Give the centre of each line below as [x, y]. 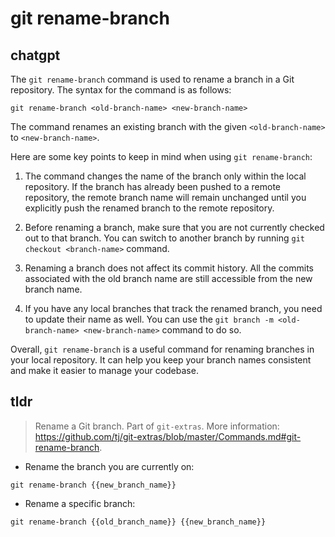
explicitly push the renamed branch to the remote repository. [149, 208]
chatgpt [35, 55]
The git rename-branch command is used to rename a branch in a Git [152, 79]
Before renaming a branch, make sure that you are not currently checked [174, 227]
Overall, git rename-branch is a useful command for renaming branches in [162, 349]
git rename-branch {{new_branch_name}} [93, 485]
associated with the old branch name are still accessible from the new [168, 278]
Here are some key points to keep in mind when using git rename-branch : [161, 156]
